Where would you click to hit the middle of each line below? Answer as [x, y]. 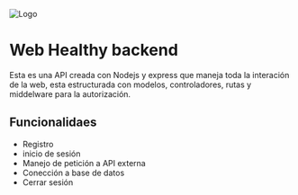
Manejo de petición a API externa [84, 163]
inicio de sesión [51, 154]
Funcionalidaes [53, 123]
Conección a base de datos [73, 173]
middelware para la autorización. [70, 93]
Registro [38, 144]
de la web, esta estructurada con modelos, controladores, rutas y [131, 84]
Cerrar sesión [48, 182]
